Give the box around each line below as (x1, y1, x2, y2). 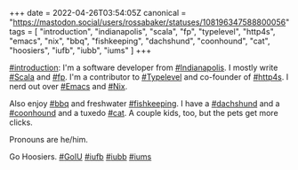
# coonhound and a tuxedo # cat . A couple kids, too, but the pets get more (9, 108, 278, 118)
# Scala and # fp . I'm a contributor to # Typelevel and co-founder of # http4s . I (9, 72, 289, 82)
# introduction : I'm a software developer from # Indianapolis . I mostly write (9, 62, 278, 73)
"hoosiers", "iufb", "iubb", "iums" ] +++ (9, 45, 152, 56)
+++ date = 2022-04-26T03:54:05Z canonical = (9, 8, 187, 18)
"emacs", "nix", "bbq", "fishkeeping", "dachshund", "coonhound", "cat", (9, 35, 270, 46)
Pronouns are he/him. (9, 135, 89, 144)
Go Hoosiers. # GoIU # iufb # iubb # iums (9, 151, 152, 162)
